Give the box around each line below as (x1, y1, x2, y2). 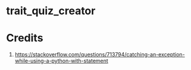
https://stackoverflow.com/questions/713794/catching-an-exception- (14, 51, 186, 58)
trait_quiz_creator (6, 4, 96, 18)
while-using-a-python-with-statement (14, 58, 108, 65)
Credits (6, 31, 43, 45)
